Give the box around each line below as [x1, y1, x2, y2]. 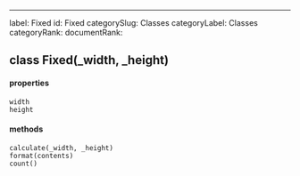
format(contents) [9, 151, 74, 160]
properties [9, 77, 50, 88]
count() [9, 159, 38, 168]
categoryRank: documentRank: [9, 28, 123, 37]
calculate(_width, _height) [9, 143, 114, 152]
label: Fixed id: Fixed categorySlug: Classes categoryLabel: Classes [9, 18, 259, 28]
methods [9, 124, 44, 134]
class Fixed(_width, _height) [9, 52, 170, 68]
